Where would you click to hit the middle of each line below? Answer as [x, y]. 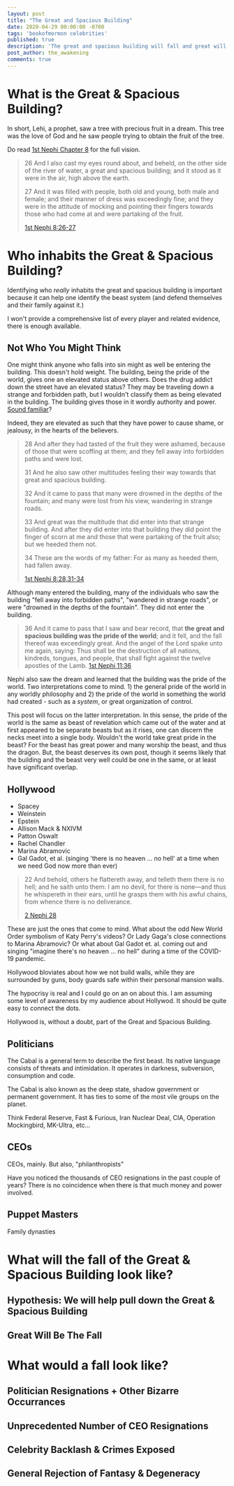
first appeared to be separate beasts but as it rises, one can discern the [110, 730]
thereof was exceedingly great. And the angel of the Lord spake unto [123, 643]
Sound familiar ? [30, 409]
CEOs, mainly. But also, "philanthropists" [66, 1164]
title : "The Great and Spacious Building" [70, 20]
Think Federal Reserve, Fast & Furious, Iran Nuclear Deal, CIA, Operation [111, 1118]
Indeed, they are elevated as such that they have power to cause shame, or [116, 423]
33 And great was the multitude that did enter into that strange [114, 522]
